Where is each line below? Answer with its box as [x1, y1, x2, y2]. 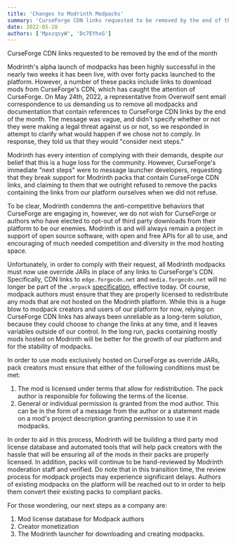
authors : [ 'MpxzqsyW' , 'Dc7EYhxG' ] [7, 29, 112, 37]
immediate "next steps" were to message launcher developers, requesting [7, 166, 223, 174]
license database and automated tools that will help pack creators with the [7, 443, 223, 452]
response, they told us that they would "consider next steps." [7, 138, 184, 146]
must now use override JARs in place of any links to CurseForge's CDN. [7, 268, 215, 276]
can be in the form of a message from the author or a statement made [17, 407, 220, 415]
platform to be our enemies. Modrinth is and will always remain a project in [7, 224, 223, 232]
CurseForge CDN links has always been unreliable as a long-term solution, [7, 313, 223, 321]
